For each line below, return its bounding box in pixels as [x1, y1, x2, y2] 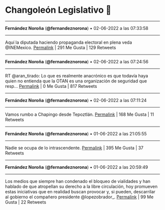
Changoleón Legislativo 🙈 [5, 4, 111, 16]
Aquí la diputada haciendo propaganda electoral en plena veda [5, 39, 133, 45]
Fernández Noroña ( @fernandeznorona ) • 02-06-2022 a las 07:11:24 [5, 97, 147, 103]
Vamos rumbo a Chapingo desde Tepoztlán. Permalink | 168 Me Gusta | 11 [5, 111, 154, 117]
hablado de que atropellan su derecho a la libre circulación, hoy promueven [5, 184, 158, 189]
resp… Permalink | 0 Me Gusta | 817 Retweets [5, 83, 97, 89]
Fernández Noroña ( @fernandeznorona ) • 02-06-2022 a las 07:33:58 [5, 25, 149, 31]
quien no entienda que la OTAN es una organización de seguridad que [5, 78, 147, 84]
